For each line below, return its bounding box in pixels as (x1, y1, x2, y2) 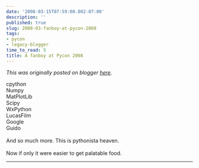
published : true (6, 20, 46, 25)
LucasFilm (6, 112, 31, 119)
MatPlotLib (6, 93, 33, 100)
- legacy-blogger (6, 42, 49, 48)
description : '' (6, 14, 46, 20)
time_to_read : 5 (6, 47, 46, 53)
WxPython (6, 105, 31, 112)
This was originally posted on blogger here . (6, 69, 113, 76)
